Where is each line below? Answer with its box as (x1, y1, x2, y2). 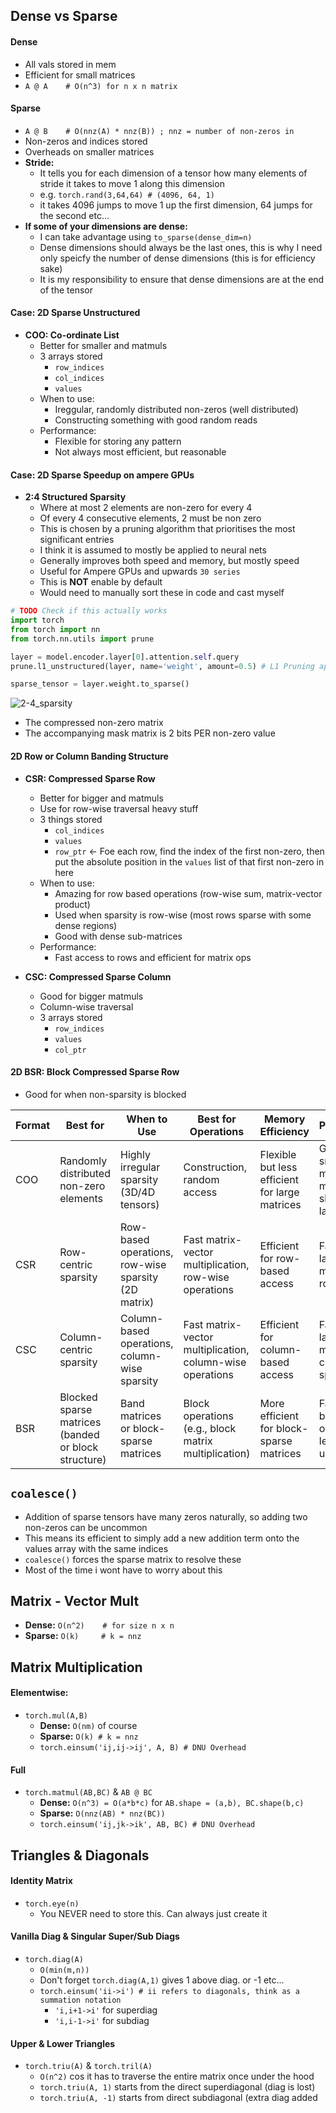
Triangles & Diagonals (10, 1847, 150, 1864)
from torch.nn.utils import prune (10, 634, 155, 644)
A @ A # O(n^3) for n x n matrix (24, 81, 178, 91)
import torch (10, 615, 65, 626)
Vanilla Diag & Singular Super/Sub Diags (10, 1930, 180, 1943)
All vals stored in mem (24, 58, 117, 70)
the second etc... (39, 209, 110, 221)
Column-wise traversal (39, 1000, 134, 1013)
